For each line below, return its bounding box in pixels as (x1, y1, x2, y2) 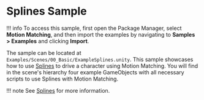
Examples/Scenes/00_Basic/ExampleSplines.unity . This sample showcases (6, 55, 194, 63)
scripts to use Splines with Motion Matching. (6, 75, 118, 82)
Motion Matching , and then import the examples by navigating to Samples (6, 30, 195, 38)
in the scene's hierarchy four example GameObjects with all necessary (6, 68, 185, 76)
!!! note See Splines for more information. (6, 87, 110, 94)
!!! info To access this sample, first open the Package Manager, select (6, 24, 182, 32)
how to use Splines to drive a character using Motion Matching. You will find (6, 62, 198, 70)
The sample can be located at (6, 49, 81, 56)
